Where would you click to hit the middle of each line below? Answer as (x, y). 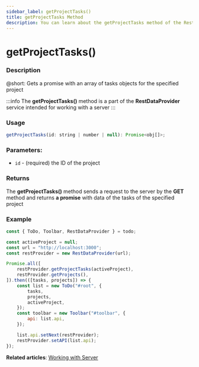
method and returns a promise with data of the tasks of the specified (90, 197)
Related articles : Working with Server (52, 357)
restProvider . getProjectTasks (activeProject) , (75, 269)
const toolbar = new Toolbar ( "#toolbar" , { (71, 313)
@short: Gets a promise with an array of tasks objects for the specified (92, 83)
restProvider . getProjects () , (53, 275)
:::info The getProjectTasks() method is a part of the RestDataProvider (93, 101)
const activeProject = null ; (42, 242)
